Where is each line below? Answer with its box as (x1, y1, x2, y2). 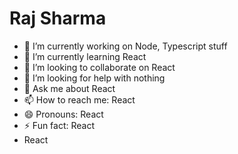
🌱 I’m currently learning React (23, 50, 147, 62)
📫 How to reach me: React (23, 93, 136, 106)
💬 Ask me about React (23, 82, 116, 94)
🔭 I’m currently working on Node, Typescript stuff (23, 40, 228, 52)
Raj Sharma (9, 7, 107, 30)
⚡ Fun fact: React (23, 119, 96, 131)
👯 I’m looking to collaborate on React (23, 61, 176, 73)
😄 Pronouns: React (23, 108, 104, 120)
